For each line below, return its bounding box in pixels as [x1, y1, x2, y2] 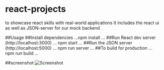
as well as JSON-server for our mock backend [5, 25, 100, 31]
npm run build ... [5, 50, 39, 56]
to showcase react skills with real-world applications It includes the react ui [5, 20, 160, 26]
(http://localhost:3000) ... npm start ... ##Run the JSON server [5, 39, 133, 45]
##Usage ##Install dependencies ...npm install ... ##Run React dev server [5, 35, 156, 40]
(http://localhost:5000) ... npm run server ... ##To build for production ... [5, 45, 153, 51]
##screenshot [5, 60, 34, 66]
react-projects [5, 3, 66, 15]
